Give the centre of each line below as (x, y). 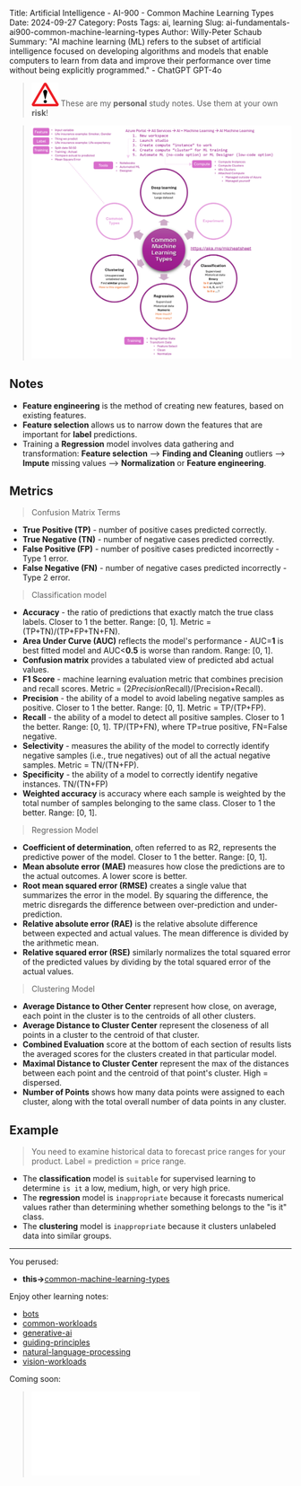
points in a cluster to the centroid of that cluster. (111, 1035)
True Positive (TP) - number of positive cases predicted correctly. (144, 530)
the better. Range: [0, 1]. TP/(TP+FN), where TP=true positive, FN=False (155, 727)
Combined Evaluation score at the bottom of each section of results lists (157, 1044)
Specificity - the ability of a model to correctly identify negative (140, 775)
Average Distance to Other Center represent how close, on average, (150, 1007)
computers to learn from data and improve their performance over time (140, 61)
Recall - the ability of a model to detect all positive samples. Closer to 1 (153, 717)
